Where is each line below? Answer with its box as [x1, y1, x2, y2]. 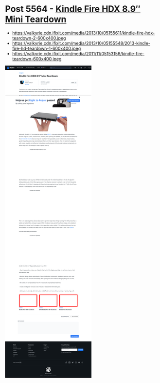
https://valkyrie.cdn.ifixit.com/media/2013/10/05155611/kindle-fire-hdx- [12, 30, 155, 36]
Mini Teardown [5, 14, 67, 25]
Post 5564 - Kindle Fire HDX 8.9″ [5, 3, 141, 15]
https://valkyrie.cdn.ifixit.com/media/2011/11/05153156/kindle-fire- [12, 50, 145, 57]
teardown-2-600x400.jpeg [12, 35, 66, 41]
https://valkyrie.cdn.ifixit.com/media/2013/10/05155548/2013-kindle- [12, 40, 151, 46]
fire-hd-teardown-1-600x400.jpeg [12, 45, 81, 51]
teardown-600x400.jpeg [12, 56, 62, 61]
